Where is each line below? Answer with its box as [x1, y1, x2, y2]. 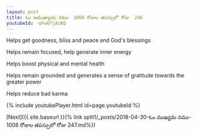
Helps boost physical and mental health [6, 60, 105, 67]
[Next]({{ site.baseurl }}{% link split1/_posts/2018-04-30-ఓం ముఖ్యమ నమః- [6, 113, 192, 121]
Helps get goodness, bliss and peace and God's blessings [6, 37, 151, 44]
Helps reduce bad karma [6, 90, 68, 97]
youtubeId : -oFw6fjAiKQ [6, 20, 66, 26]
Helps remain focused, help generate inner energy [6, 48, 132, 56]
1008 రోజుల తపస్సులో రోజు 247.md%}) [6, 122, 95, 129]
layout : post [6, 8, 39, 15]
